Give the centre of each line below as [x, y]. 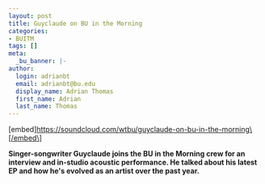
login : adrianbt [43, 76]
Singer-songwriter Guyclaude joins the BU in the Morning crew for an [127, 154]
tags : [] [23, 46]
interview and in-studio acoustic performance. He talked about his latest [133, 162]
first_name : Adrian [48, 99]
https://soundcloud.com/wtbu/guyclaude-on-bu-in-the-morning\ [144, 130]
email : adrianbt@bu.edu [55, 83]
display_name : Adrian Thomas [65, 91]
